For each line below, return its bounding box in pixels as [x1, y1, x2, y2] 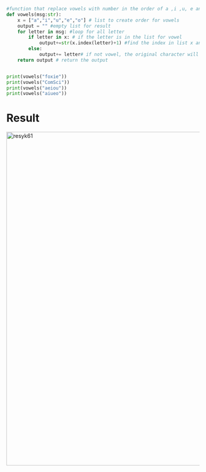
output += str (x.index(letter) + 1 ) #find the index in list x [39, 40, 193, 46]
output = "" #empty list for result [17, 23, 112, 29]
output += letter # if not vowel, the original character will [39, 51, 199, 58]
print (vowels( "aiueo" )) [6, 91, 67, 97]
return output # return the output [17, 57, 109, 63]
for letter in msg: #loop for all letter [17, 28, 124, 35]
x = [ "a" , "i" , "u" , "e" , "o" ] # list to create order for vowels [17, 17, 180, 23]
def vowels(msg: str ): [6, 11, 62, 18]
